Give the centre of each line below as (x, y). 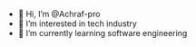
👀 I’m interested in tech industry (78, 23)
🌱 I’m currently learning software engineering (103, 33)
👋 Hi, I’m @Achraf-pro (59, 14)
